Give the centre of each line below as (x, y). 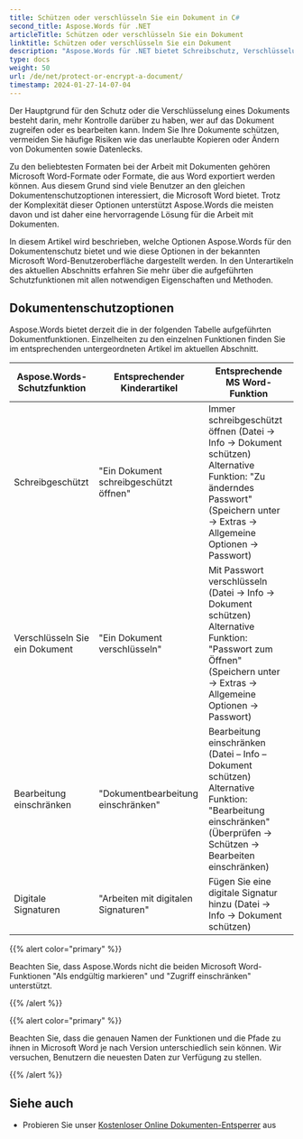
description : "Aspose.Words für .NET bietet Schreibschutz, (125, 51)
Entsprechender (149, 377)
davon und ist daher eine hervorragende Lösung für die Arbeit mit (132, 214)
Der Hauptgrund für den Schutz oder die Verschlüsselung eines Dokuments (150, 110)
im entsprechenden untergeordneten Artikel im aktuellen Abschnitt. (134, 349)
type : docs (30, 60)
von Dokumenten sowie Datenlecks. (76, 149)
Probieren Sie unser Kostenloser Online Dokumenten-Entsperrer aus (149, 1125)
